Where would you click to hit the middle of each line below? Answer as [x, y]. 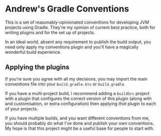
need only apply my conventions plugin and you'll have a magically [72, 47]
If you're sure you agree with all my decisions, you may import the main [76, 79]
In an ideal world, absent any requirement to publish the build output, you [78, 41]
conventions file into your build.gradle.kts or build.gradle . [65, 84]
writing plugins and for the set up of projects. [50, 32]
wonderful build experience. [33, 52]
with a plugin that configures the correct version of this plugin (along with [78, 98]
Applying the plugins [37, 67]
